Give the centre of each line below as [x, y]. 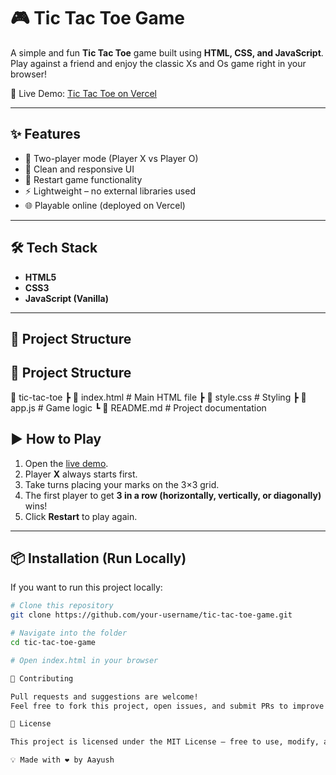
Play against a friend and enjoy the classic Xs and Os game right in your [158, 63]
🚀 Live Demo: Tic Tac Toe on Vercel [83, 93]
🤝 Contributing [42, 678]
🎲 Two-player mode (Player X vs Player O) [111, 158]
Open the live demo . [66, 463]
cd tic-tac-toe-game [53, 643]
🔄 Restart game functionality [83, 179]
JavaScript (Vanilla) [67, 298]
